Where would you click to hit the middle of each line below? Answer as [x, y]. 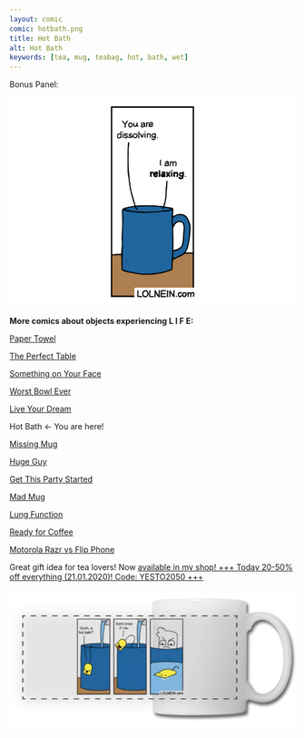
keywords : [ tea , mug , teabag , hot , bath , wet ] [99, 58]
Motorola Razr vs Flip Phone [62, 549]
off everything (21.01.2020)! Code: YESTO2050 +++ [107, 576]
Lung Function [36, 514]
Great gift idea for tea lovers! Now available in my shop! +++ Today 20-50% [151, 566]
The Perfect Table [43, 356]
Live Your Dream [40, 408]
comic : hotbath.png [46, 29]
